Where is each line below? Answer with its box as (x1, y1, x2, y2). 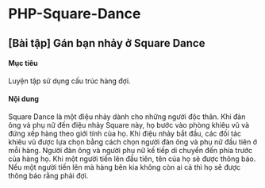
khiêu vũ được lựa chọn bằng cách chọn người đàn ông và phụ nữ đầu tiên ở (8, 136, 258, 147)
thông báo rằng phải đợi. (8, 171, 89, 180)
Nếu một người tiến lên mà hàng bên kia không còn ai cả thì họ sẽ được (8, 162, 241, 171)
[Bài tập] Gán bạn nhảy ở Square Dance (8, 36, 205, 50)
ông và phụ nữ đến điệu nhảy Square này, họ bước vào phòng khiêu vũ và (8, 120, 250, 129)
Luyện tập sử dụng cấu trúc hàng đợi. (8, 76, 131, 86)
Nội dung (8, 94, 40, 104)
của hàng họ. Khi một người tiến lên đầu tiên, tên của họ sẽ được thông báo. (8, 154, 256, 163)
